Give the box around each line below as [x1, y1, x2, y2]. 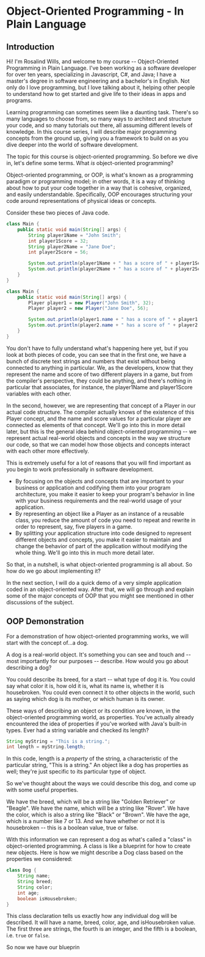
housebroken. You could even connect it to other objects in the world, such [6, 689, 195, 696]
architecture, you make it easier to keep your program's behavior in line [15, 490, 195, 497]
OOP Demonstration [6, 616, 84, 627]
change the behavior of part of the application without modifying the [15, 542, 188, 549]
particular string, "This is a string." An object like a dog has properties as [6, 761, 189, 769]
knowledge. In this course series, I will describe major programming [6, 128, 177, 135]
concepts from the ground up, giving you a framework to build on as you [6, 134, 189, 142]
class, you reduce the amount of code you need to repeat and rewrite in [15, 516, 196, 524]
